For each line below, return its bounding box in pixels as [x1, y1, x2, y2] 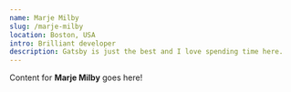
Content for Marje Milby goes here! [9, 72, 143, 83]
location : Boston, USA [9, 30, 96, 39]
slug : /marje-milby [9, 22, 84, 31]
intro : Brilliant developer [9, 38, 117, 48]
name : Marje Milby [9, 13, 79, 23]
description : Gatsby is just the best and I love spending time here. [9, 47, 284, 56]
